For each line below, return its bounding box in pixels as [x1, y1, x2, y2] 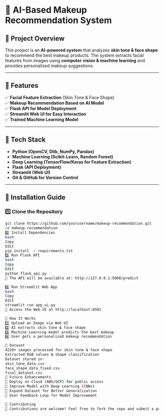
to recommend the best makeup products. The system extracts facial [5, 52, 144, 58]
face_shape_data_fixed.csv [5, 366, 60, 371]
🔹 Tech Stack [5, 135, 46, 144]
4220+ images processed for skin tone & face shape [5, 348, 112, 352]
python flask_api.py [5, 271, 47, 276]
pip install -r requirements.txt [5, 248, 73, 253]
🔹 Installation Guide [5, 193, 66, 202]
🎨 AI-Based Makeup [5, 4, 87, 16]
